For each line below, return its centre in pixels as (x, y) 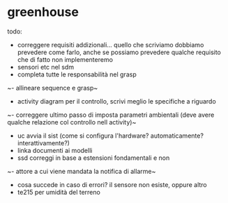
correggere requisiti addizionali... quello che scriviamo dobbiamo (111, 44)
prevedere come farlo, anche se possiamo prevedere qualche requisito (119, 52)
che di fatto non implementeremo (65, 59)
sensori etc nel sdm (46, 67)
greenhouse (43, 12)
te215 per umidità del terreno (59, 192)
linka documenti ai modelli (55, 150)
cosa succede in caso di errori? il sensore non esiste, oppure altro (112, 184)
